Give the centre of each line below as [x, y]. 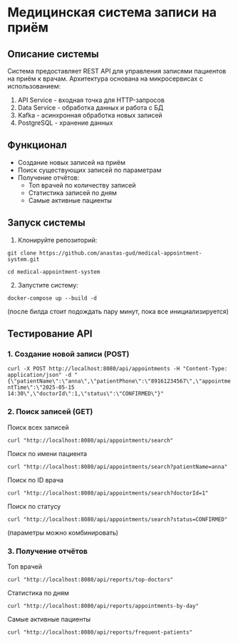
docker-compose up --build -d [52, 298]
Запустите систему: [48, 285]
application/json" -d [40, 375]
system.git [24, 259]
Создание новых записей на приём [72, 162]
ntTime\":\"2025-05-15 [41, 388]
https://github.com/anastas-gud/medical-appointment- [120, 253]
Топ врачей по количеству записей [82, 185]
